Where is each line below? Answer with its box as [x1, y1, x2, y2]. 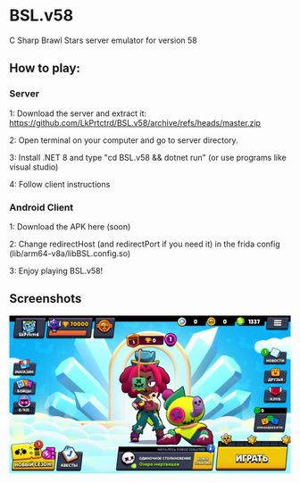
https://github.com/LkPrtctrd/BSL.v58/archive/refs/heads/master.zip [9, 117, 262, 128]
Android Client [9, 201, 74, 213]
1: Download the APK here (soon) [9, 221, 131, 232]
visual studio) [9, 162, 59, 172]
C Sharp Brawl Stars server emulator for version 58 [9, 35, 198, 46]
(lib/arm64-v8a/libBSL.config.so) [9, 247, 131, 259]
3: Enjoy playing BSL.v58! [9, 265, 104, 276]
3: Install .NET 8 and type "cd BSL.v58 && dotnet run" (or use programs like [9, 152, 287, 162]
